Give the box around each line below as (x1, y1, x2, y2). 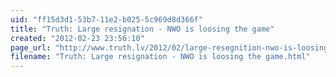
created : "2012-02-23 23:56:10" (10, 33, 145, 43)
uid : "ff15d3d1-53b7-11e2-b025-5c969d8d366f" (10, 14, 203, 25)
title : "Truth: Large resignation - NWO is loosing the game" (10, 24, 275, 34)
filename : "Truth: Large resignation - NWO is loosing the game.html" (10, 52, 311, 62)
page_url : (10, 42, 52, 53)
